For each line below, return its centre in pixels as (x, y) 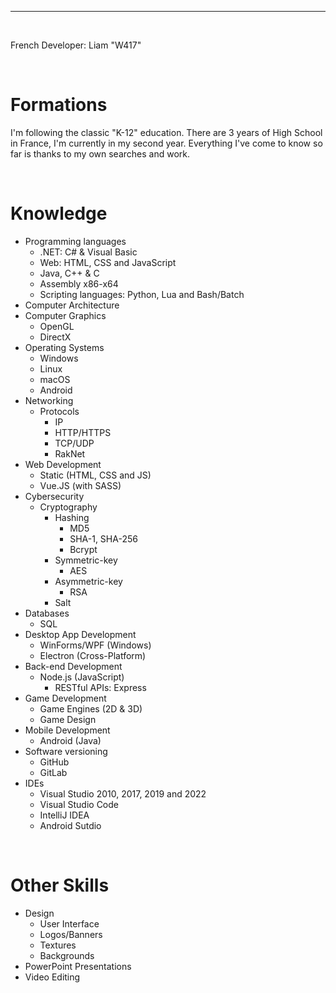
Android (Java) (70, 740)
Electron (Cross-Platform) (93, 655)
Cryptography (68, 507)
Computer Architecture (72, 305)
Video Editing (52, 977)
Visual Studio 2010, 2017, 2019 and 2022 (123, 793)
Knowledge (59, 213)
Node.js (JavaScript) (82, 677)
